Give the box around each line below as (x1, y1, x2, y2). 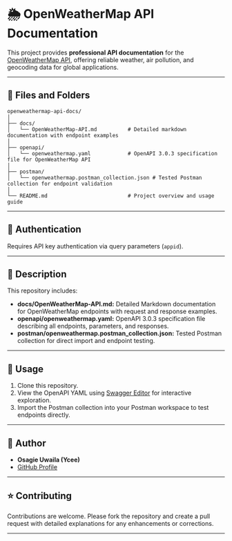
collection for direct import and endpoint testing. (17, 337, 155, 345)
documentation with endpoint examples (7, 132, 119, 139)
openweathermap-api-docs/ (7, 108, 81, 115)
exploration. (17, 396, 52, 404)
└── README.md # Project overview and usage (7, 192, 215, 199)
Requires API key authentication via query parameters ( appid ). (7, 242, 184, 250)
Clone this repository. (17, 382, 79, 390)
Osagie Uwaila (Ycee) (17, 455, 81, 464)
